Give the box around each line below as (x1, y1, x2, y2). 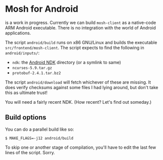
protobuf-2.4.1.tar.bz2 (12, 70, 61, 75)
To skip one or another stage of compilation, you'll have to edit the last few (5, 144, 156, 150)
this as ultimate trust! (5, 90, 48, 95)
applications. (5, 30, 31, 36)
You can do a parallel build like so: (5, 126, 75, 132)
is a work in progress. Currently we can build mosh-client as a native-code (5, 20, 156, 25)
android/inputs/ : (5, 50, 40, 56)
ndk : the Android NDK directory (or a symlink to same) (12, 59, 121, 65)
